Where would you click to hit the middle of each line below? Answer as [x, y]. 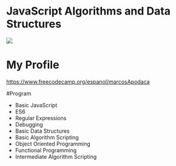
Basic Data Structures [42, 131]
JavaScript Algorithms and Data [89, 11]
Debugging [29, 124]
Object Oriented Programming [53, 144]
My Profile [33, 65]
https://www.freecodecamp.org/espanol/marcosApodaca [78, 81]
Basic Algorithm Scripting [47, 137]
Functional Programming [46, 150]
